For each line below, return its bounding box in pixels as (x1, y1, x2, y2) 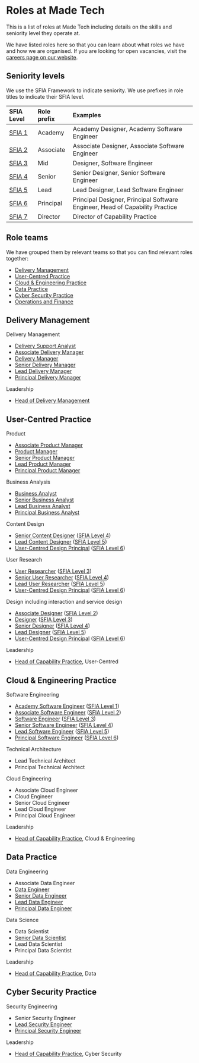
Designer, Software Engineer (73, 159, 153, 167)
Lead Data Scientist (14, 940, 63, 948)
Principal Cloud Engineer (14, 812, 76, 819)
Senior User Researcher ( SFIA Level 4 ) (14, 574, 110, 581)
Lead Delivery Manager (14, 368, 72, 375)
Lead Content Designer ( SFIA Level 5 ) (14, 538, 107, 545)
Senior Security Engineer (14, 1014, 76, 1021)
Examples (73, 111, 101, 119)
